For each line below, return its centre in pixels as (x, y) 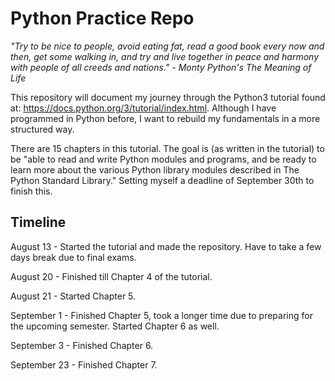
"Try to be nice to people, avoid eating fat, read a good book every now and (167, 46)
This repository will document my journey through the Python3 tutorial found (168, 97)
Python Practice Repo (102, 18)
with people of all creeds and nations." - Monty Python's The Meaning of (161, 67)
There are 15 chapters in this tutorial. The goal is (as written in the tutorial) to (167, 148)
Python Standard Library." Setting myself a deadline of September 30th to (162, 180)
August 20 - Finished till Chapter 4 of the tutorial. (111, 276)
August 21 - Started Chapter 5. (73, 296)
